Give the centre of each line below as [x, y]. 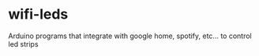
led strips [23, 44]
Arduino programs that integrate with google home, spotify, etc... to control [130, 36]
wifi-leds [38, 14]
